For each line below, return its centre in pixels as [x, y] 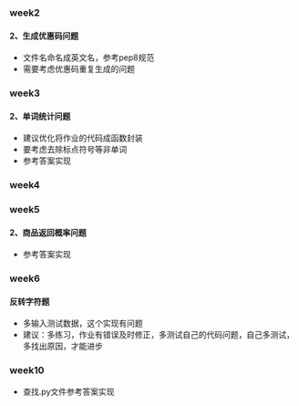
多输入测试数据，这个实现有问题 [82, 323]
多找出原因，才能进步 [62, 346]
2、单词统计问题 [40, 116]
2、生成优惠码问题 [44, 36]
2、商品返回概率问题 [48, 232]
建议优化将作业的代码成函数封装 [82, 138]
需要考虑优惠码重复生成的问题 [78, 69]
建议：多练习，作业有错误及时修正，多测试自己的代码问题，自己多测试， [158, 335]
